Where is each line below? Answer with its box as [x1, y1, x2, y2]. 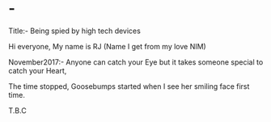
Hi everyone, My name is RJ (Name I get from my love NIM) [8, 41, 206, 51]
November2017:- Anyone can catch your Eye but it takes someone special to [8, 57, 264, 67]
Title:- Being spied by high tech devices [8, 26, 142, 36]
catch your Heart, [8, 65, 67, 75]
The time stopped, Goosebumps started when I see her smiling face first [8, 81, 250, 91]
